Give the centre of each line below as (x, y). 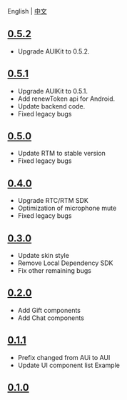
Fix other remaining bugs (54, 271)
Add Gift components (49, 310)
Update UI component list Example (68, 365)
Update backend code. (51, 106)
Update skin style (44, 256)
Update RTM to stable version (61, 154)
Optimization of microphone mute (67, 208)
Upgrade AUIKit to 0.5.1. (52, 91)
